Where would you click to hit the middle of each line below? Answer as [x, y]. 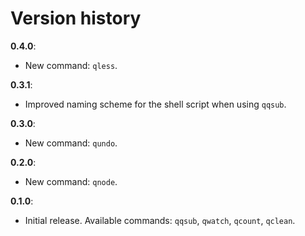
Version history [76, 18]
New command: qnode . [71, 181]
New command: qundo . [71, 143]
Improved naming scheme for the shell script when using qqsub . [155, 104]
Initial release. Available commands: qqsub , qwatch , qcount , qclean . [160, 220]
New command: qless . [71, 65]
